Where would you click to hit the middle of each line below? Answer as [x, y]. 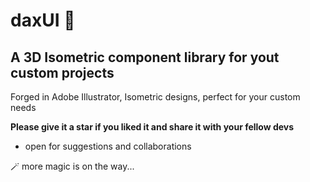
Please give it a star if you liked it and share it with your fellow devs [152, 127]
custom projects [62, 72]
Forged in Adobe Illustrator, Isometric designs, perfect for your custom [155, 97]
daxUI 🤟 [43, 20]
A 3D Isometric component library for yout [145, 57]
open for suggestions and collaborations [108, 146]
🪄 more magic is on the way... [72, 166]
